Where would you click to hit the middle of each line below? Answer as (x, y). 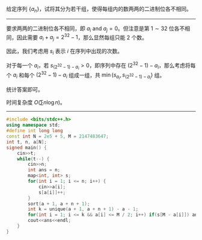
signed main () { (26, 147)
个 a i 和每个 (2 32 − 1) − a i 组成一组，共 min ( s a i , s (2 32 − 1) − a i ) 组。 (86, 75)
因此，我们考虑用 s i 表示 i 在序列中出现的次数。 (65, 52)
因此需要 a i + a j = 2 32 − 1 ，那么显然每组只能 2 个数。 (82, 37)
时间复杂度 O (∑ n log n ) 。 (36, 103)
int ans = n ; (44, 170)
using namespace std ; (33, 125)
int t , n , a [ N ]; (26, 142)
